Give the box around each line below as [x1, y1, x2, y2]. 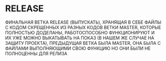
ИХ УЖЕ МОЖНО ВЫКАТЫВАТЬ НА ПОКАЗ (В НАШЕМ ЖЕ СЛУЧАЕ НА [5, 35, 155, 41]
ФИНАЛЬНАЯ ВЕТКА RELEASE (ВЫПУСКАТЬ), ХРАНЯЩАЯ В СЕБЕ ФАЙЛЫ [5, 19, 162, 25]
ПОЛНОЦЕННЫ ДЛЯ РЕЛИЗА [5, 50, 68, 57]
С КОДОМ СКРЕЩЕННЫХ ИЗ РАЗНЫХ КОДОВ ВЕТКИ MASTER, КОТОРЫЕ [5, 24, 162, 30]
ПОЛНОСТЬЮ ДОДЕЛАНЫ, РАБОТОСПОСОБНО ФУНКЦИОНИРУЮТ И [5, 30, 155, 35]
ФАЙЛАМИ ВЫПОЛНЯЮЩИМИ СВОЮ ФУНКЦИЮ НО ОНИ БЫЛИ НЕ [5, 45, 151, 51]
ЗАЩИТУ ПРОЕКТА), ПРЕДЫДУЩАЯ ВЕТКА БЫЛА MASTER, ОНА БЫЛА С [5, 40, 161, 46]
